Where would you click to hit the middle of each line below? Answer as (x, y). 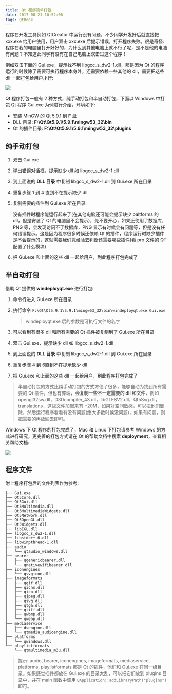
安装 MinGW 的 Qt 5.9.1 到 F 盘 (45, 116)
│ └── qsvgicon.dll (28, 574)
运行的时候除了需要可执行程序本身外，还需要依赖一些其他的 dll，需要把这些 (85, 71)
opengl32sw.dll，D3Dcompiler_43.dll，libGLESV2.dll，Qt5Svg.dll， (89, 399)
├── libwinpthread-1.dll (32, 542)
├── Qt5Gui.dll (22, 502)
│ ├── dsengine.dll (28, 628)
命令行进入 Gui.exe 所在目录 (42, 299)
